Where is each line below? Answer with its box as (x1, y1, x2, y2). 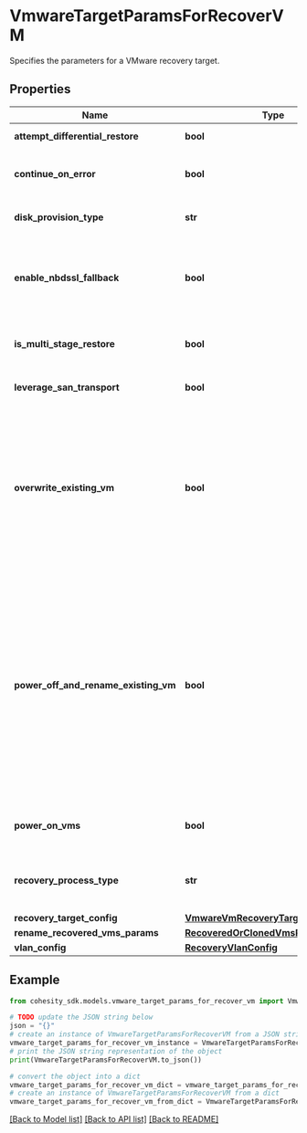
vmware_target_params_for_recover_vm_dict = (9, 1080, 182, 1089)
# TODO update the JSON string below (9, 1012, 153, 1023)
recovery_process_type (14, 874, 119, 886)
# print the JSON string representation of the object (9, 1046, 223, 1055)
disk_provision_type (14, 211, 104, 224)
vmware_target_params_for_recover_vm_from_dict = (9, 1097, 203, 1107)
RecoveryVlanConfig (185, 941, 279, 954)
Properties (9, 81, 71, 97)
